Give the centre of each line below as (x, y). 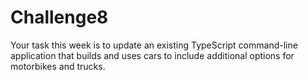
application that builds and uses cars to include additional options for (152, 55)
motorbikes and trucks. (58, 66)
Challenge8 (59, 17)
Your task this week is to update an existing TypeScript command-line (154, 45)
